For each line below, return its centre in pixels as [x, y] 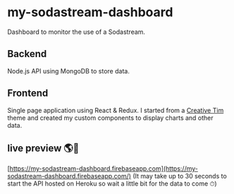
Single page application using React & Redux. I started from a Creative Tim [116, 110]
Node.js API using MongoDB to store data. [69, 71]
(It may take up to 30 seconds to [180, 176]
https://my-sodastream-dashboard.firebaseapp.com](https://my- [104, 169]
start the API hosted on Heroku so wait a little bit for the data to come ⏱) [112, 183]
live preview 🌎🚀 [43, 148]
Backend [27, 54]
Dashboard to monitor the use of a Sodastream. [76, 32]
